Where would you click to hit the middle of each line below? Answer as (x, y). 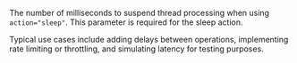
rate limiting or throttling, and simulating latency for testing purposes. (136, 49)
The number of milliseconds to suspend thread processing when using (140, 13)
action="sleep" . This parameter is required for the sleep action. (126, 22)
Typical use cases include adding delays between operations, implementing (149, 39)
